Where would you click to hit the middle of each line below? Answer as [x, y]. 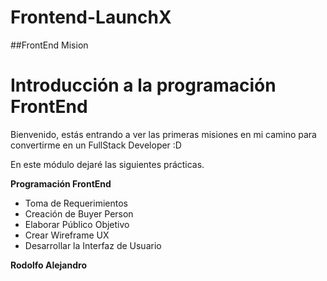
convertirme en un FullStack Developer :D [96, 145]
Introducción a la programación [143, 85]
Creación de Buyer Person [79, 213]
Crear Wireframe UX [67, 235]
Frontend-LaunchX [91, 17]
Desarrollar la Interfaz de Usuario [93, 245]
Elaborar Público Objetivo [77, 224]
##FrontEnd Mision [49, 45]
